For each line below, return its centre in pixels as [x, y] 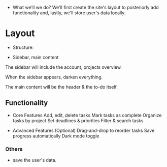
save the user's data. [35, 160]
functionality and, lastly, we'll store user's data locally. [69, 13]
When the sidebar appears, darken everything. [54, 77]
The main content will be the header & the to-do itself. [62, 87]
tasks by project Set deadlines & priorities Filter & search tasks [78, 120]
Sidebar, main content [36, 57]
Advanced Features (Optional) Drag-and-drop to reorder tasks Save [83, 130]
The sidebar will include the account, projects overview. [63, 67]
